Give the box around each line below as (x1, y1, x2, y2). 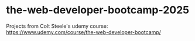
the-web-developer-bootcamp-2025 (6, 3, 189, 17)
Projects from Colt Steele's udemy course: (6, 23, 108, 29)
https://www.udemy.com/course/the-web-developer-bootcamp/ (6, 28, 161, 35)
